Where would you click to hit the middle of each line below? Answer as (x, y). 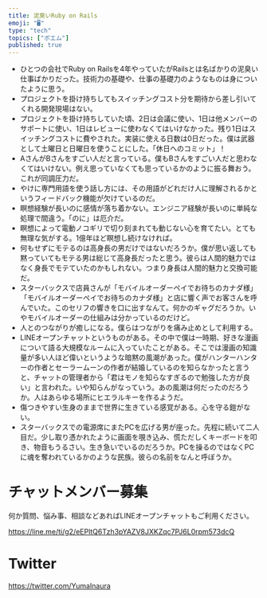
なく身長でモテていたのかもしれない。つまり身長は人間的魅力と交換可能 (138, 268)
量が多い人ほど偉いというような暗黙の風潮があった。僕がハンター (128, 358)
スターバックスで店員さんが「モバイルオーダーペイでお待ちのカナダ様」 (138, 288)
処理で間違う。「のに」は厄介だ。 (74, 218)
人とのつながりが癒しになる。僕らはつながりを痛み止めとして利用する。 (138, 328)
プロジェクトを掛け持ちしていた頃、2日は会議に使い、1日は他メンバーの (138, 119)
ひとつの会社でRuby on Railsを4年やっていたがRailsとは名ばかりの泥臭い (139, 69)
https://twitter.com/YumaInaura (60, 586)
